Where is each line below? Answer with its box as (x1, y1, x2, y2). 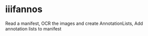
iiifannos (5, 4, 43, 15)
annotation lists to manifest (5, 25, 62, 31)
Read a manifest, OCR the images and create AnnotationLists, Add (5, 20, 143, 26)
